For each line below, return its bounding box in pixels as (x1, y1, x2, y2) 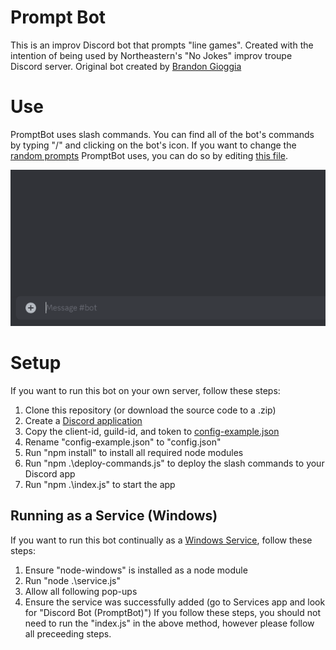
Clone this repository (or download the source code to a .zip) (24, 404, 277, 416)
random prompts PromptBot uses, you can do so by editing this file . (10, 149, 289, 161)
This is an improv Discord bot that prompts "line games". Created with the (10, 39, 314, 51)
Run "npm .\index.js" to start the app (24, 479, 176, 491)
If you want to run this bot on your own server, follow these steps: (10, 385, 281, 397)
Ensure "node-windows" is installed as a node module (24, 564, 248, 576)
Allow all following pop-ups (24, 585, 138, 597)
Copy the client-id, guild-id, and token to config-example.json (24, 426, 280, 438)
